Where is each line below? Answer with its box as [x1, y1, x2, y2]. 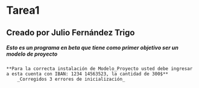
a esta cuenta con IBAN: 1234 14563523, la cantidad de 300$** [6, 71, 169, 77]
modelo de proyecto [6, 50, 58, 57]
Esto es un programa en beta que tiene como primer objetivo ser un [6, 44, 179, 51]
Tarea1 [6, 4, 40, 17]
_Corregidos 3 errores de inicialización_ [17, 76, 125, 82]
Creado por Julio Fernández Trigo [6, 28, 135, 38]
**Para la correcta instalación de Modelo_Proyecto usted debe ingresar [6, 65, 193, 72]
